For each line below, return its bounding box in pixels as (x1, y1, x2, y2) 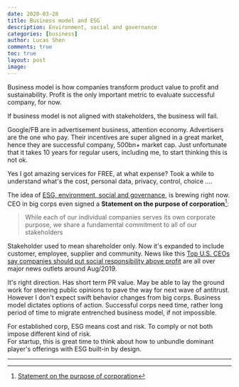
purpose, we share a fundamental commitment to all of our (24, 221, 198, 229)
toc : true (7, 50, 37, 58)
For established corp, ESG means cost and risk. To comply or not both (7, 322, 213, 331)
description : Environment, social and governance (7, 23, 158, 31)
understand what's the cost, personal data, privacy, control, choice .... (7, 177, 213, 185)
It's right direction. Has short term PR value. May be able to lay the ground (7, 278, 225, 287)
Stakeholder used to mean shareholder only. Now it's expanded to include (7, 242, 224, 251)
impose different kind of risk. (7, 329, 92, 338)
